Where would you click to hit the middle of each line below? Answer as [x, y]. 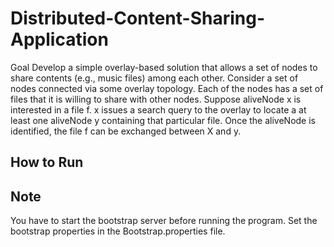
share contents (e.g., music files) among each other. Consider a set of [154, 78]
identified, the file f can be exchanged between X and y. [126, 131]
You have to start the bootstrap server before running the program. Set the [164, 221]
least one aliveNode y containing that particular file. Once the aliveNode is [163, 120]
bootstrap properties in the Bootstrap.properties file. [118, 231]
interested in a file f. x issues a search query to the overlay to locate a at [158, 109]
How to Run [47, 162]
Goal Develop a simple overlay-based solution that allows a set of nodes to [164, 67]
